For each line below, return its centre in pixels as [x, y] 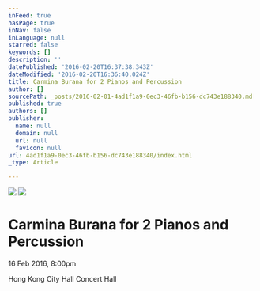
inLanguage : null [37, 38]
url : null [31, 140]
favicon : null [38, 148]
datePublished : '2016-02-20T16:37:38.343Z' [81, 67]
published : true [35, 104]
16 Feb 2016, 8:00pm [42, 264]
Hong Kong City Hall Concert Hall [62, 279]
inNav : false [30, 30]
